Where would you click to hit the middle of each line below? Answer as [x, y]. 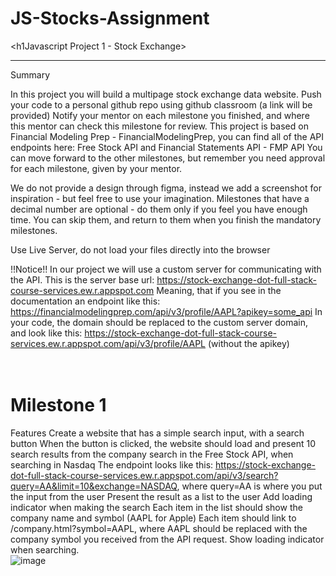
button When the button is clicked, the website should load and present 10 [163, 443]
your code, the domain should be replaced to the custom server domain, [159, 322]
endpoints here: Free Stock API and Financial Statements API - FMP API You [166, 147]
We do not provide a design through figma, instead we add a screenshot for [166, 188]
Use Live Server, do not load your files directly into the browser [140, 249]
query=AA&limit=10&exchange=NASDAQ [94, 486]
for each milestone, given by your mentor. [96, 168]
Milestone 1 [58, 405]
